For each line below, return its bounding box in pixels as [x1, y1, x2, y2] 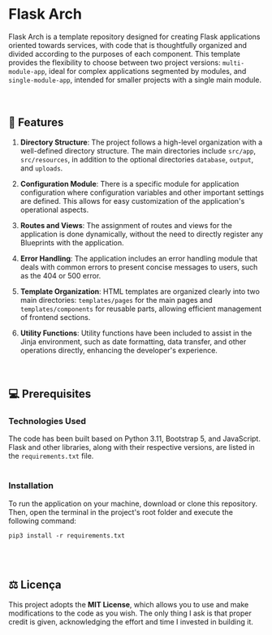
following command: [8, 516, 77, 525]
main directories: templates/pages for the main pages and [19, 295, 213, 305]
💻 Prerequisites [8, 387, 92, 401]
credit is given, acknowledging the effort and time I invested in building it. [8, 616, 253, 626]
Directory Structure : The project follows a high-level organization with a [19, 137, 263, 147]
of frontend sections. [19, 312, 91, 322]
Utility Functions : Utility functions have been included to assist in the [19, 328, 253, 338]
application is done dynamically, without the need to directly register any [19, 229, 264, 239]
